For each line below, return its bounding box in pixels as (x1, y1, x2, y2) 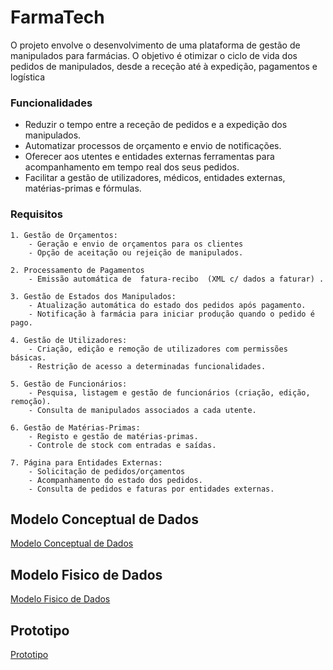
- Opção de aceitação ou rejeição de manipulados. (28, 247, 244, 258)
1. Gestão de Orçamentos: (10, 230, 118, 240)
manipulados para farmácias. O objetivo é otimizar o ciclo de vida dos (10, 49, 298, 61)
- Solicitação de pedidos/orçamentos (28, 466, 186, 476)
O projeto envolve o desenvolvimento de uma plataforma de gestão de (10, 39, 301, 51)
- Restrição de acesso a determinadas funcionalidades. (28, 361, 267, 371)
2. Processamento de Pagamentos (10, 265, 145, 275)
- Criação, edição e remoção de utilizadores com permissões (28, 344, 288, 354)
